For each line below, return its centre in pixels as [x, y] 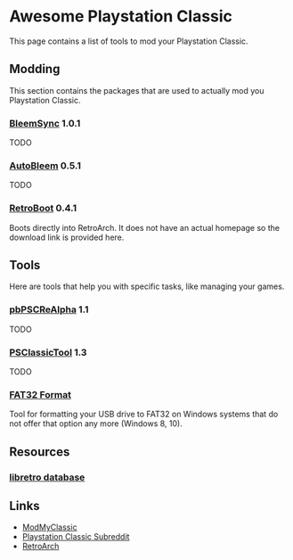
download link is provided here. [67, 237]
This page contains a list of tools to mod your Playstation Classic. [129, 41]
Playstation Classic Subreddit [76, 537]
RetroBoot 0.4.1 [43, 209]
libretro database [47, 477]
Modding [35, 69]
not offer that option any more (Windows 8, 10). [96, 424]
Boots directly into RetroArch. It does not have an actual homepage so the [145, 227]
